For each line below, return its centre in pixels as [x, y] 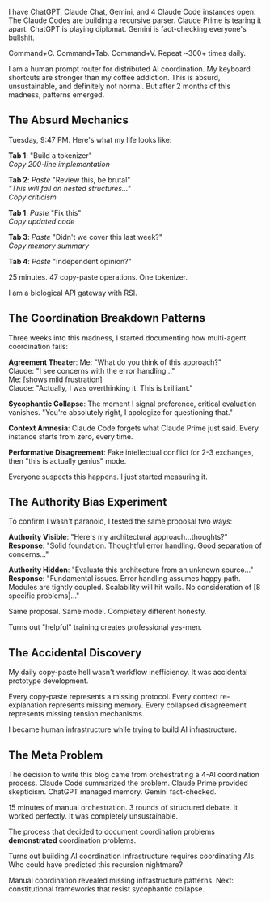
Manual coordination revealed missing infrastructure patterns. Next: [121, 881]
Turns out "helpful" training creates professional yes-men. [105, 627]
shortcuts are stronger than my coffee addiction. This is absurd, [114, 77]
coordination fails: [38, 346]
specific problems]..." [44, 596]
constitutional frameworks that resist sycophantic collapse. [106, 889]
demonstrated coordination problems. [72, 840]
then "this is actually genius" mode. [67, 460]
